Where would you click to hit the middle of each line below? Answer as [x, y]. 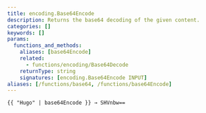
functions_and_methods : [48, 45]
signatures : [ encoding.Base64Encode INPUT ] [84, 78]
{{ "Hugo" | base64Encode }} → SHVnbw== [67, 103]
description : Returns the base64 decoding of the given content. [103, 20]
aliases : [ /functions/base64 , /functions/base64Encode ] [89, 84]
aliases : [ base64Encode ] [55, 52]
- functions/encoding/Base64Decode [77, 65]
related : [32, 59]
